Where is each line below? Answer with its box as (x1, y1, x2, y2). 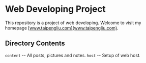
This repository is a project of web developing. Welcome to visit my (5, 20, 142, 26)
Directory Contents (5, 39, 65, 48)
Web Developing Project (5, 3, 106, 15)
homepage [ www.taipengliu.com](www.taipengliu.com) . (5, 25, 119, 31)
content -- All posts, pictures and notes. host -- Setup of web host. (5, 52, 141, 58)
